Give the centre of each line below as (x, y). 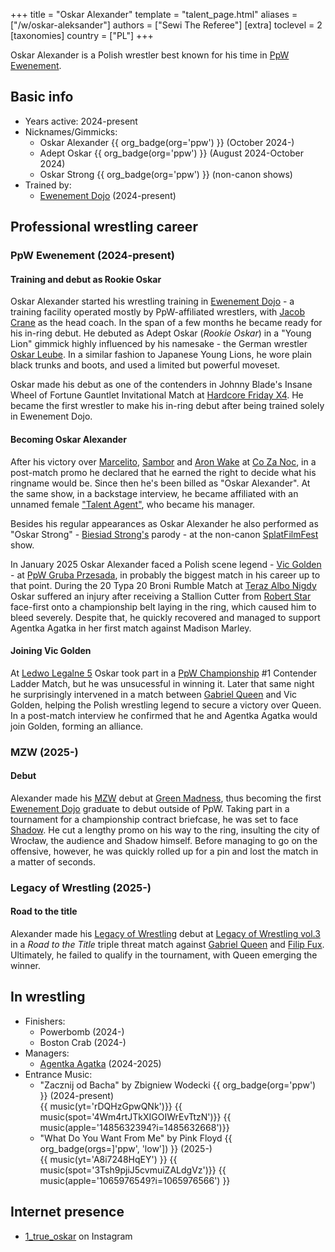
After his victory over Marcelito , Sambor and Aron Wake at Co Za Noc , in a (163, 461)
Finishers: (45, 1021)
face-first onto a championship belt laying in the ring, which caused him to (163, 606)
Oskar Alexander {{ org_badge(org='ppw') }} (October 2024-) (167, 142)
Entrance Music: (58, 1074)
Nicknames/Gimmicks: (71, 131)
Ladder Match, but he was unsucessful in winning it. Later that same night (162, 683)
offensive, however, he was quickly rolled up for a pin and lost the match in (164, 851)
